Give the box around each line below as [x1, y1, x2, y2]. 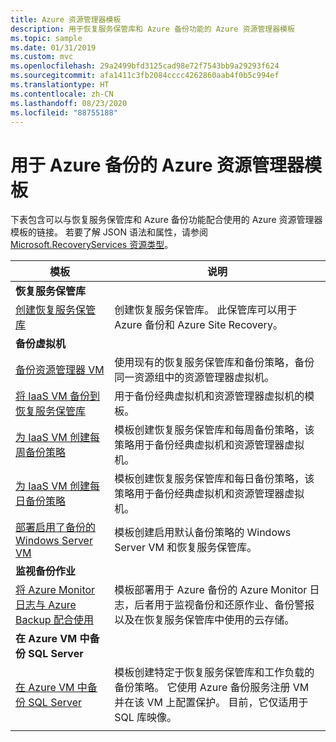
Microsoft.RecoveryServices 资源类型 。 [10, 239, 174, 251]
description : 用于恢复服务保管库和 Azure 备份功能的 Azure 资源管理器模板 [10, 24, 295, 34]
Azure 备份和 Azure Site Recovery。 [114, 318, 283, 332]
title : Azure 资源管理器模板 [10, 14, 122, 25]
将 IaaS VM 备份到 [15, 389, 100, 403]
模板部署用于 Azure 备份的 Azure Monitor [114, 583, 308, 597]
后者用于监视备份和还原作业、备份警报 [134, 598, 315, 612]
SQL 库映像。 [114, 711, 178, 725]
